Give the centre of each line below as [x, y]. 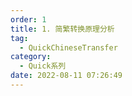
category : [31, 57]
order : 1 [28, 19]
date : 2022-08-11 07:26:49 [66, 76]
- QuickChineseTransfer [68, 47]
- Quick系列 [43, 66]
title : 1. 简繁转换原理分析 [62, 29]
